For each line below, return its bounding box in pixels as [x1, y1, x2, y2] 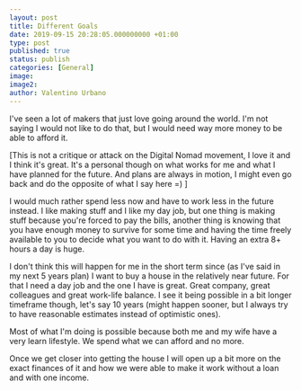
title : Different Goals [9, 22, 99, 31]
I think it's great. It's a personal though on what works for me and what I [9, 159, 276, 170]
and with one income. [9, 372, 90, 383]
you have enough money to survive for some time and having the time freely [9, 224, 292, 235]
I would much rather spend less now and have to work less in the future [9, 195, 274, 207]
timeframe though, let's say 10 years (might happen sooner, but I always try [9, 298, 289, 310]
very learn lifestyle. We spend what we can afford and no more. [9, 335, 244, 346]
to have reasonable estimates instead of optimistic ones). [9, 308, 222, 319]
